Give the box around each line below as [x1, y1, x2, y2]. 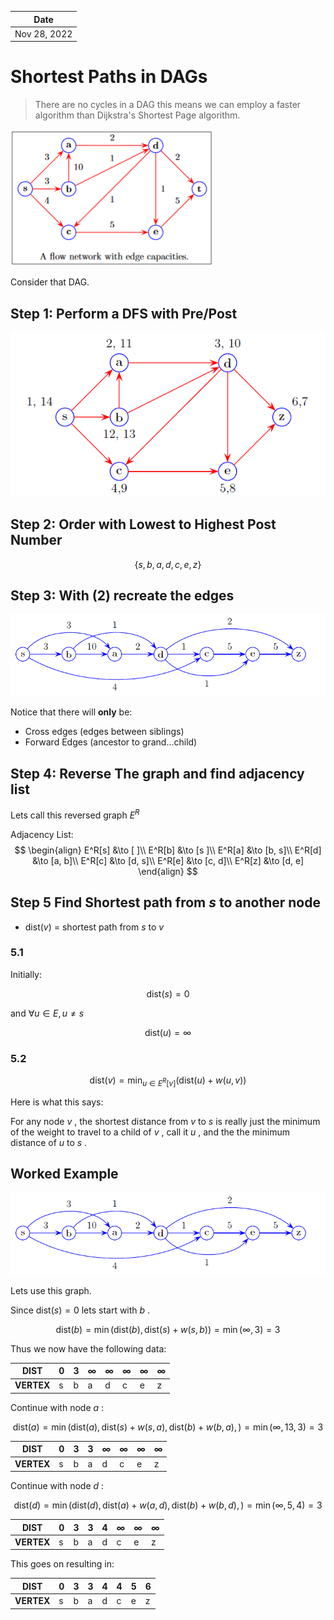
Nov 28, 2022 [14, 27, 73, 40]
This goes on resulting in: [10, 1558, 115, 1570]
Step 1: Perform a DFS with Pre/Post [10, 305, 238, 322]
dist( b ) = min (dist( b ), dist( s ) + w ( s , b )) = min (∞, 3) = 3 [55, 1323, 281, 1335]
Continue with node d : [10, 1480, 105, 1492]
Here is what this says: [10, 1096, 104, 1108]
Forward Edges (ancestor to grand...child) [24, 736, 198, 748]
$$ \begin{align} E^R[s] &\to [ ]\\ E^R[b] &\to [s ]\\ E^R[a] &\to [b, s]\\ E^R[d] [14, 844, 322, 856]
